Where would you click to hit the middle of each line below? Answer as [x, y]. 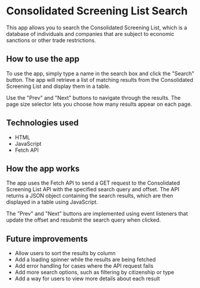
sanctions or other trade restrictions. [51, 40]
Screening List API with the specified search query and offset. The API [93, 189]
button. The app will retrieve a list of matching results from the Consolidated [100, 79]
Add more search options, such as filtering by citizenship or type [94, 272]
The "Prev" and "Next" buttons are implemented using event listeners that [97, 214]
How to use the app [43, 59]
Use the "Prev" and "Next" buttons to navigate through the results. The [93, 97]
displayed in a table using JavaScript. [52, 202]
